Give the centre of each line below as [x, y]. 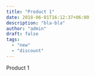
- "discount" [28, 51]
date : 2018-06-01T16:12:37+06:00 [48, 17]
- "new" [21, 45]
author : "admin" [26, 28]
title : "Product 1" [30, 12]
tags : [13, 39]
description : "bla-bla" [36, 23]
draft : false [22, 34]
